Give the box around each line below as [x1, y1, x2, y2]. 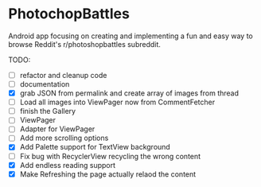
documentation [19, 80, 70, 88]
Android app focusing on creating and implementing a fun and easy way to [8, 31, 253, 41]
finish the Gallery [19, 107, 76, 116]
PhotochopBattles [8, 5, 130, 23]
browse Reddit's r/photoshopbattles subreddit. [8, 39, 162, 49]
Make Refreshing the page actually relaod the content [19, 169, 197, 179]
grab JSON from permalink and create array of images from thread [19, 88, 240, 98]
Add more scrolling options [19, 133, 109, 143]
